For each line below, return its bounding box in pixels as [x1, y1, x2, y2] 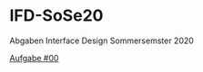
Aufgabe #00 [9, 52, 59, 63]
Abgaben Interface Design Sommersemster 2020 [9, 35, 194, 46]
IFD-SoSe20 [9, 5, 104, 26]
